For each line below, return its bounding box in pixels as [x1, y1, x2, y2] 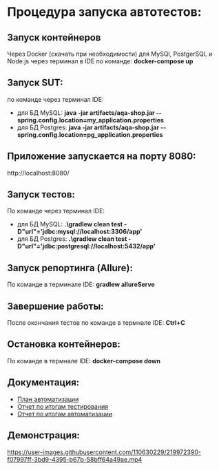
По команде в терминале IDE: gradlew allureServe [7, 280, 155, 289]
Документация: [7, 376, 80, 389]
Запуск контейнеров [7, 32, 101, 43]
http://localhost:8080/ [7, 169, 70, 177]
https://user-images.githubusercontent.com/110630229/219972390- [7, 448, 202, 456]
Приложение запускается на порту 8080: [7, 151, 196, 162]
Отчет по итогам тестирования [17, 402, 109, 410]
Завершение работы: [7, 300, 104, 312]
